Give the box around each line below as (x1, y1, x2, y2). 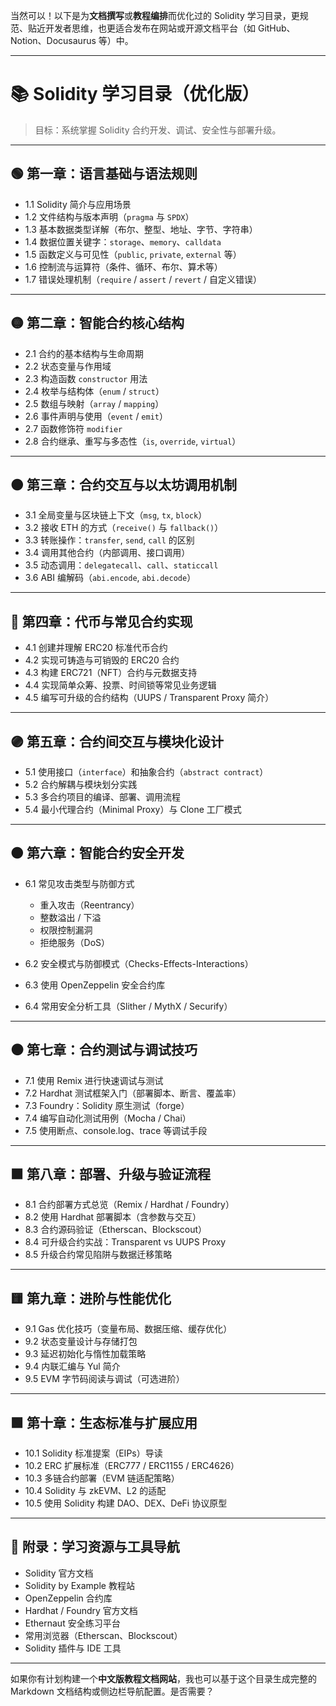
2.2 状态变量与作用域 (24, 360, 112, 372)
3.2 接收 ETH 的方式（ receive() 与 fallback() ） (24, 522, 224, 534)
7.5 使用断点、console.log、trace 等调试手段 (24, 1124, 208, 1136)
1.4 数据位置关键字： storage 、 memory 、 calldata (24, 235, 222, 248)
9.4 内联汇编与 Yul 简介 (24, 1360, 121, 1373)
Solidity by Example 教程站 (24, 1579, 135, 1591)
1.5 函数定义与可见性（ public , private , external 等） (24, 248, 242, 260)
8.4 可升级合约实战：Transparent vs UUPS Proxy (24, 1236, 227, 1248)
